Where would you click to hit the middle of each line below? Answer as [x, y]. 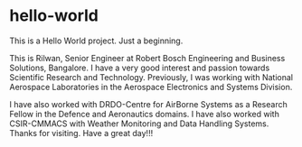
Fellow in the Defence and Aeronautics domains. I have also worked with [145, 114]
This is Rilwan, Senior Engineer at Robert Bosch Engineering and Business [147, 58]
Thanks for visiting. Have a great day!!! [81, 133]
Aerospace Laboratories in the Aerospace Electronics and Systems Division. [151, 87]
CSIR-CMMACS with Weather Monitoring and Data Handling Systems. [139, 124]
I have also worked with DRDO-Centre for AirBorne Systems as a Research [148, 104]
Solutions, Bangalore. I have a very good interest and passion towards [140, 68]
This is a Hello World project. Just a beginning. [96, 41]
